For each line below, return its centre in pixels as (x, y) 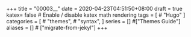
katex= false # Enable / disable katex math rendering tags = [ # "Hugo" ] (96, 15)
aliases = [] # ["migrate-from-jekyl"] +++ (57, 27)
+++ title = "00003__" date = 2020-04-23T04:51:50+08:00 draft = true (94, 9)
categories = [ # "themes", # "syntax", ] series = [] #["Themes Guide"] (93, 21)
